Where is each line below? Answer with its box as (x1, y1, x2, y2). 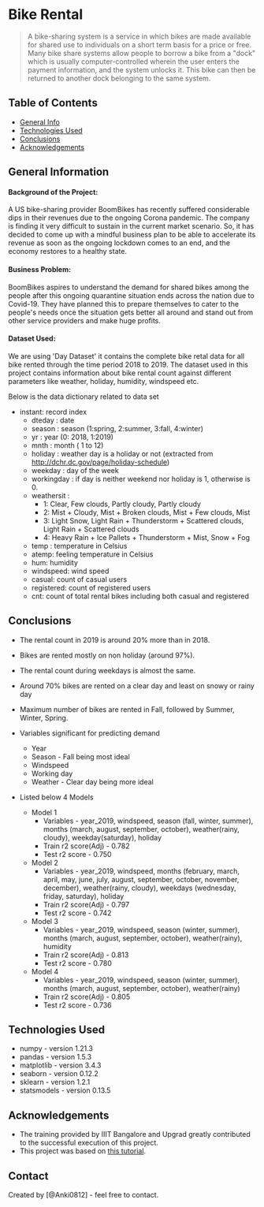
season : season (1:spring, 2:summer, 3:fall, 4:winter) (31, 423, 203, 433)
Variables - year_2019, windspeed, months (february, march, (43, 866, 240, 876)
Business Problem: (8, 264, 72, 274)
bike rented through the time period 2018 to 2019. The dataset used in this (8, 359, 248, 369)
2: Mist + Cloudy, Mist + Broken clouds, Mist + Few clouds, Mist (43, 507, 251, 517)
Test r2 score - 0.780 (43, 958, 112, 967)
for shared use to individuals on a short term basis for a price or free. (27, 39, 252, 49)
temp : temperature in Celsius (31, 541, 128, 550)
